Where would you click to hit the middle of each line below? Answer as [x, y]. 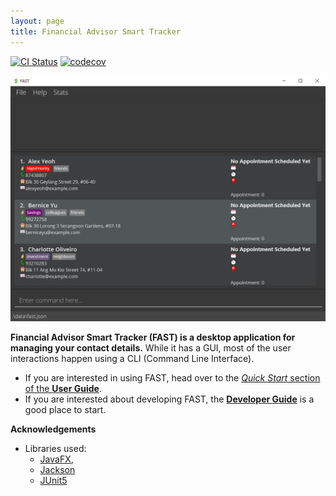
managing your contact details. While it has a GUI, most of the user [151, 348]
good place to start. [65, 410]
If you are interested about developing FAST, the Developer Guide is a [169, 399]
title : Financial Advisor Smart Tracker [96, 31]
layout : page [37, 21]
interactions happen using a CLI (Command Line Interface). [132, 359]
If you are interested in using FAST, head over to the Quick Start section [172, 378]
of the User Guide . [63, 389]
